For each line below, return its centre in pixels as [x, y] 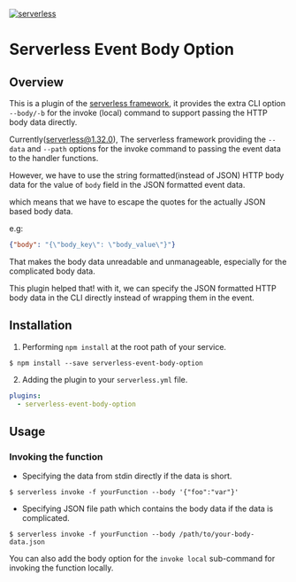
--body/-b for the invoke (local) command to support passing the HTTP [138, 113]
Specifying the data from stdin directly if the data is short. [127, 476]
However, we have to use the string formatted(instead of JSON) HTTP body [147, 175]
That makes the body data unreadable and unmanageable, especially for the [148, 261]
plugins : [25, 396]
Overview [37, 82]
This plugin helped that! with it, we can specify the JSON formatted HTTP [143, 288]
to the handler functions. [54, 158]
